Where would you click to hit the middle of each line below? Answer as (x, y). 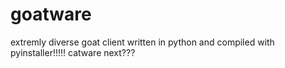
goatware (51, 14)
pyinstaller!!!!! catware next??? (73, 52)
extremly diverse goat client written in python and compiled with (142, 42)
